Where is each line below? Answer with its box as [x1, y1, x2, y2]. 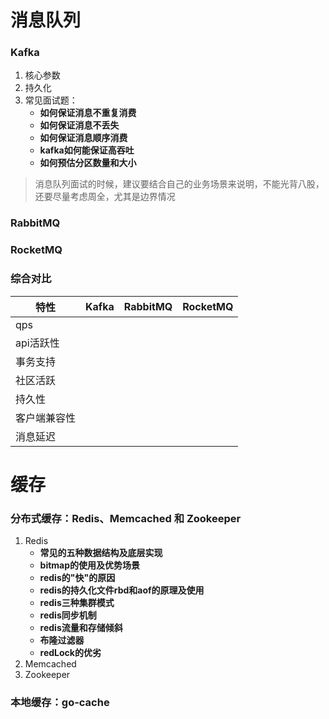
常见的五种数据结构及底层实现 [39, 547, 163, 559]
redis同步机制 [39, 609, 97, 621]
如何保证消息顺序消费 [39, 132, 128, 144]
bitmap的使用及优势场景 [39, 559, 141, 571]
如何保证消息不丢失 [39, 119, 120, 131]
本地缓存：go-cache [10, 696, 110, 710]
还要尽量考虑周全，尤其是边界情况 [34, 191, 176, 203]
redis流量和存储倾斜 [39, 622, 123, 634]
